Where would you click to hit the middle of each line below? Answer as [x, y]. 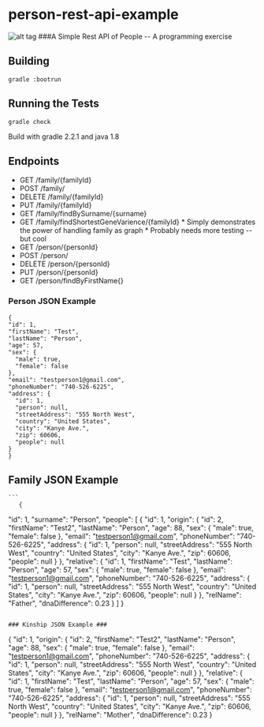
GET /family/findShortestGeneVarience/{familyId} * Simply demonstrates [138, 222]
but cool [33, 239]
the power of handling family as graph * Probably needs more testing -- [136, 230]
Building [29, 61]
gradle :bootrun [35, 79]
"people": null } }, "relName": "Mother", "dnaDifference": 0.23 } [110, 715]
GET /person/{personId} [59, 247]
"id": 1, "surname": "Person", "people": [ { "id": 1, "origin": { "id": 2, [116, 519]
